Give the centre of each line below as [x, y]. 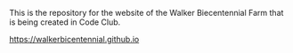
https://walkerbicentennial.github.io [74, 39]
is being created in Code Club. [65, 22]
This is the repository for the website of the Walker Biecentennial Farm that [146, 13]
